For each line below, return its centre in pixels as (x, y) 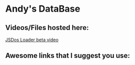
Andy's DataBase (43, 9)
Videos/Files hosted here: (47, 28)
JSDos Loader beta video (32, 40)
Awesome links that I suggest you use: (68, 56)
